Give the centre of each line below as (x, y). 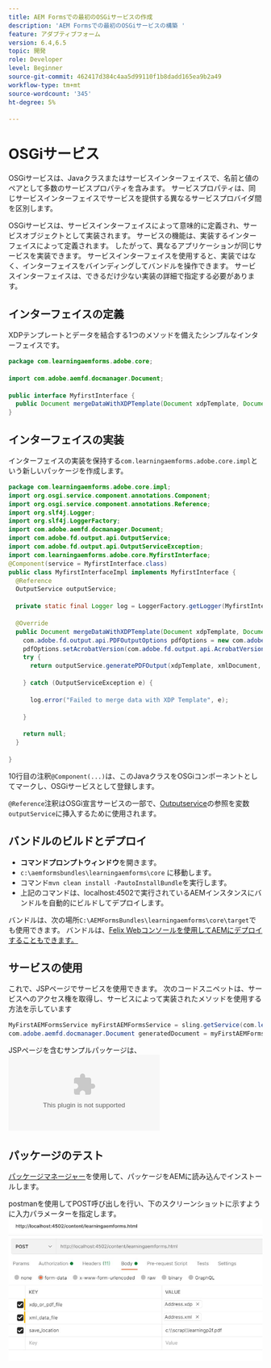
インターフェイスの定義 (67, 314)
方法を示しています (40, 1009)
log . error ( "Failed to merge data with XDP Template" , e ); (129, 700)
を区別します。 (33, 208)
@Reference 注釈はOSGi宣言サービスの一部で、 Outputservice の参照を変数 (129, 803)
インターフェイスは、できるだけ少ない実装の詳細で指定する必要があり (131, 276)
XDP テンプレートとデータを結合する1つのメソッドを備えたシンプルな (123, 335)
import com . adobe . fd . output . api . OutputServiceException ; (106, 547)
